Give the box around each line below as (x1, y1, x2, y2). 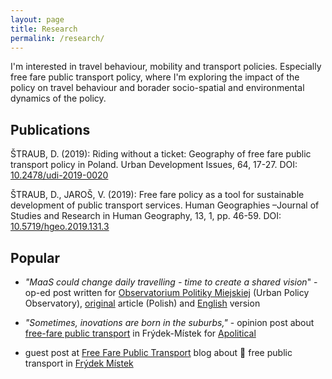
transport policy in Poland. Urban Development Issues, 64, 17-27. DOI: (10, 159, 298, 171)
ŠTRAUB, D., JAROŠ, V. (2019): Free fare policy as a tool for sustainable (10, 189, 305, 201)
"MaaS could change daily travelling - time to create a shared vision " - (24, 276, 318, 288)
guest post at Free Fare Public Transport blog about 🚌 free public (24, 347, 293, 358)
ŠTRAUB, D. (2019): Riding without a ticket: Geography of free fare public (10, 148, 312, 160)
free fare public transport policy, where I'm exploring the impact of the (10, 71, 300, 83)
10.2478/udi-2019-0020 (10, 169, 109, 181)
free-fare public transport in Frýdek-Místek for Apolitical (24, 327, 257, 339)
